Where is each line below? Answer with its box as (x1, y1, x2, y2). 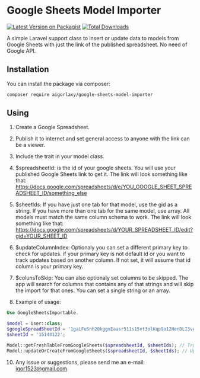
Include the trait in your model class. (15, 153, 104, 160)
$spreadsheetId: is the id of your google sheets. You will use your (15, 164, 176, 172)
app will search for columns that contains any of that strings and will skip (15, 281, 194, 288)
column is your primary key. (15, 263, 84, 270)
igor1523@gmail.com (15, 365, 68, 372)
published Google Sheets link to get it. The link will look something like (15, 171, 188, 178)
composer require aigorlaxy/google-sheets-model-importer (7, 91, 153, 98)
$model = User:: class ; (7, 321, 63, 326)
